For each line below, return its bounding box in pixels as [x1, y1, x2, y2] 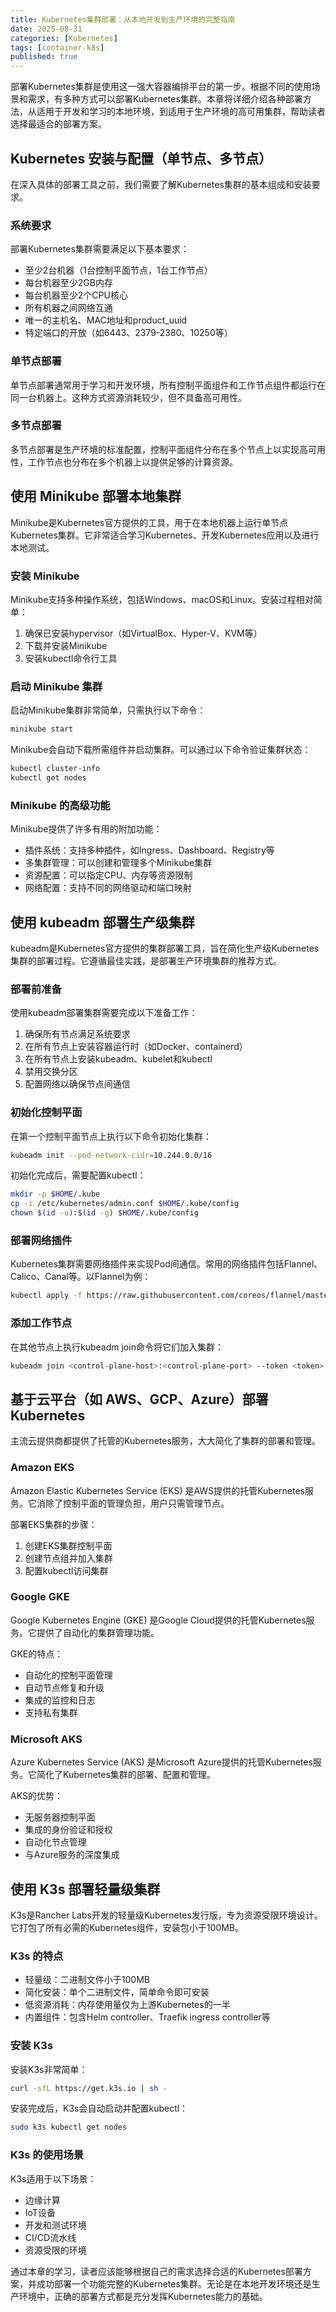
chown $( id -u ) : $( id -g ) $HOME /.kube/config [10, 1208, 199, 1218]
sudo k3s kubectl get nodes [10, 2122, 128, 2133]
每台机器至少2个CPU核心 [24, 289, 128, 301]
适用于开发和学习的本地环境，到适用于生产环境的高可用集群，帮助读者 [36, 106, 326, 118]
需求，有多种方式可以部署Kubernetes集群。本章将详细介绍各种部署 [27, 93, 303, 105]
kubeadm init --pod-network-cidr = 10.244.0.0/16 [10, 1150, 213, 1160]
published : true [10, 52, 78, 62]
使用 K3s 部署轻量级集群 [10, 1881, 161, 1898]
